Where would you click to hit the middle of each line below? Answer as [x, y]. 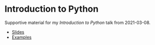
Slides [18, 32]
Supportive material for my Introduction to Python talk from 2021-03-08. [77, 22]
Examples [22, 37]
